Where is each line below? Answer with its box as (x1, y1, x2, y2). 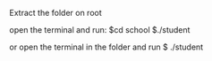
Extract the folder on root (9, 8, 103, 18)
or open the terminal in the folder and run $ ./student (9, 42, 204, 52)
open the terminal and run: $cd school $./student (9, 25, 191, 34)
